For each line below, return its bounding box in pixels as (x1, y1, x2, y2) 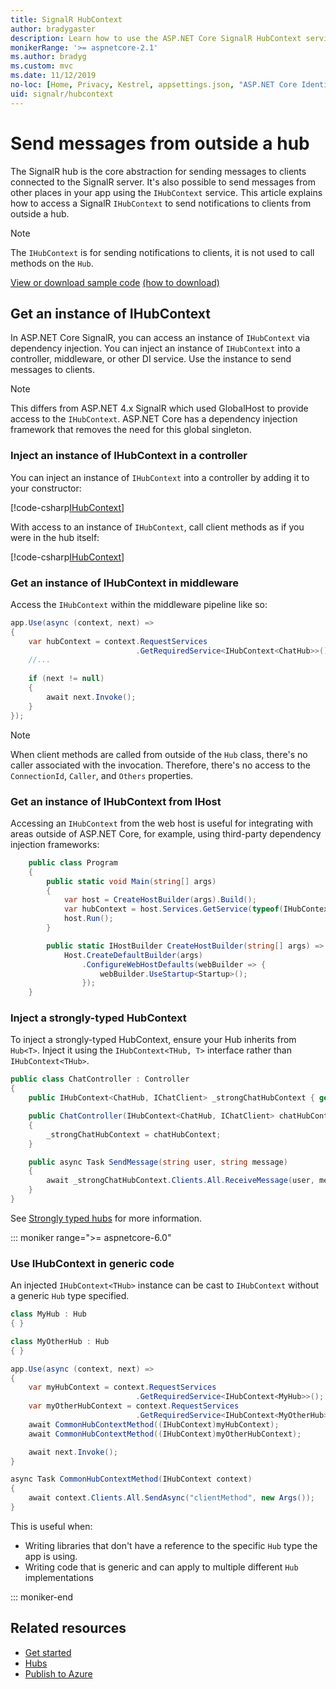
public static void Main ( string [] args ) (46, 876, 217, 886)
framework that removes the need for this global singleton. (10, 424, 252, 436)
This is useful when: (10, 1520, 93, 1532)
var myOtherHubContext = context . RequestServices (28, 1401, 240, 1411)
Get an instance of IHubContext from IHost (10, 794, 222, 808)
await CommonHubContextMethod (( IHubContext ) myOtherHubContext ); (28, 1429, 302, 1439)
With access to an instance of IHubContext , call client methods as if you (10, 521, 305, 533)
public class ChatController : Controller (10, 1074, 190, 1085)
